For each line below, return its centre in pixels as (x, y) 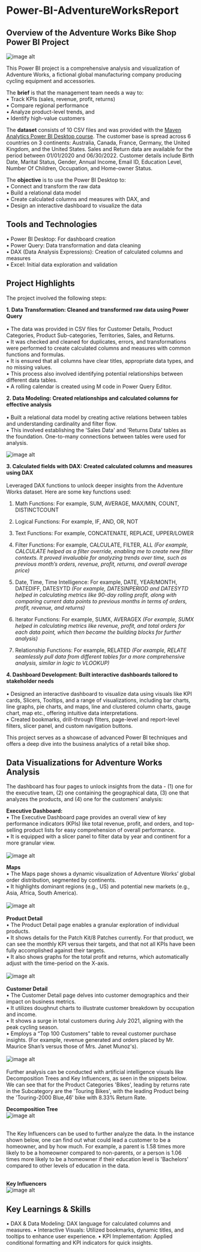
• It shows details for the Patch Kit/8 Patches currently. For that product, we (100, 938)
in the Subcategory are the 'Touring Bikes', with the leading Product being (97, 1091)
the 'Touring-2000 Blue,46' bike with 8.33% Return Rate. (76, 1098)
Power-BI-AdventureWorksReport (92, 11)
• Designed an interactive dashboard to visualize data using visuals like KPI (99, 693)
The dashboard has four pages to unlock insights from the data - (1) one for (100, 787)
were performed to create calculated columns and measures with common (98, 348)
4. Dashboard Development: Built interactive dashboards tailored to (92, 674)
